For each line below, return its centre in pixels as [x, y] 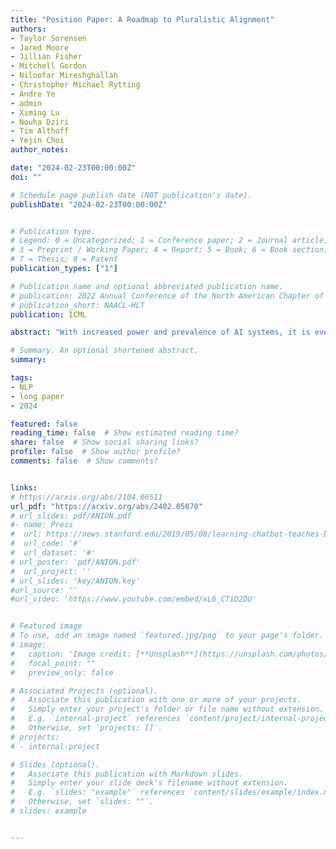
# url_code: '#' [46, 544]
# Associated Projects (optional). [84, 691]
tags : [21, 378]
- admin [26, 103]
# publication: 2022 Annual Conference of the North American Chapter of [167, 296]
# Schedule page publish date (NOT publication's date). [131, 195]
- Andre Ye [33, 94]
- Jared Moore [40, 47]
